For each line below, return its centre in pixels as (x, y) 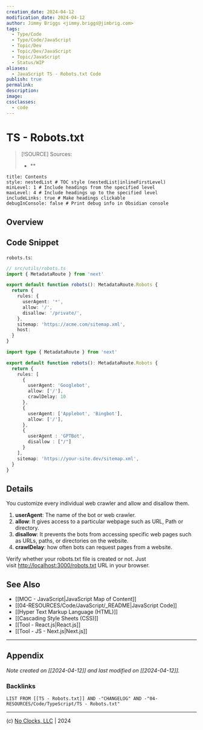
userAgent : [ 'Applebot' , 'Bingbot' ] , (75, 413)
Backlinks (21, 686)
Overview (25, 222)
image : (14, 96)
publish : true (24, 79)
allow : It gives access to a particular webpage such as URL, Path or (99, 522)
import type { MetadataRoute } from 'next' (62, 352)
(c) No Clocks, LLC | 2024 (39, 721)
